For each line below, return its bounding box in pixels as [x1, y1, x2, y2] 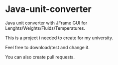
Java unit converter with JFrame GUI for [5, 20, 88, 26]
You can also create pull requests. [5, 54, 75, 60]
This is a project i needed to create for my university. [5, 35, 114, 41]
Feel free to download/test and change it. [5, 44, 90, 50]
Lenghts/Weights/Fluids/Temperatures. [5, 25, 86, 31]
